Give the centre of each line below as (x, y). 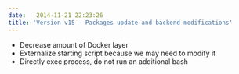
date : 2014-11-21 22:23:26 (56, 15)
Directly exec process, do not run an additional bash (103, 61)
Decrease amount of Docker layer (74, 44)
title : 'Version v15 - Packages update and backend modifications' (121, 23)
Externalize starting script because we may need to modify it (118, 53)
